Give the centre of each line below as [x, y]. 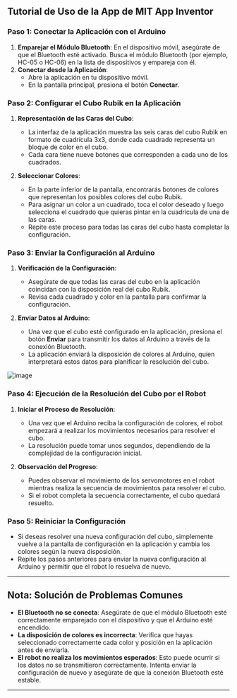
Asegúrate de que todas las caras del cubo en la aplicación [114, 282]
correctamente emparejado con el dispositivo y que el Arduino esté [115, 620]
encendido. [34, 627]
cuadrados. [44, 162]
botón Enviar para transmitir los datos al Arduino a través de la [119, 339]
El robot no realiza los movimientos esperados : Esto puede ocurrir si [119, 657]
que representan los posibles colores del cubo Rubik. [105, 196]
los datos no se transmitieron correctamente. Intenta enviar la [107, 665]
